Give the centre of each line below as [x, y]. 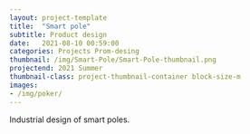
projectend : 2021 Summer [56, 69]
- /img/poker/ [36, 93]
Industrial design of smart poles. [70, 120]
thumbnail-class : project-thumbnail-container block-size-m [125, 77]
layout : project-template [58, 18]
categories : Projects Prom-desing [75, 52]
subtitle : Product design [58, 34]
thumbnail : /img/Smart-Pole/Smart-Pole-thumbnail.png [113, 60]
